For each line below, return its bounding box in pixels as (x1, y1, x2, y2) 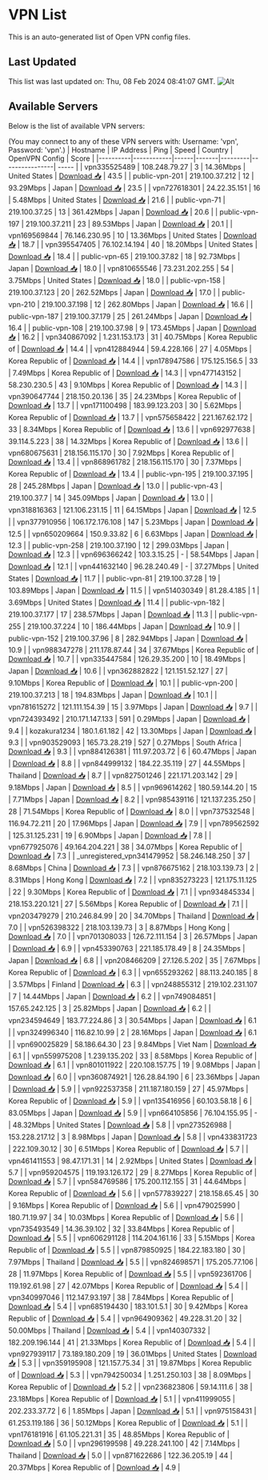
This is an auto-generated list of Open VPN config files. (8, 32, 190, 42)
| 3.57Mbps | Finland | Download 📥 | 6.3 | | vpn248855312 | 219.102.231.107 (8, 979, 258, 989)
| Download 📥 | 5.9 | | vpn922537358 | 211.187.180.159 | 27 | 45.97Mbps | (8, 1084, 249, 1094)
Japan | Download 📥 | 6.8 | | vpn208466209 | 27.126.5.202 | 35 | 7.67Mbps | (8, 955, 261, 965)
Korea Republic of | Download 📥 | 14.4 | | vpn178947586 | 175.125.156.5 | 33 (8, 356, 258, 366)
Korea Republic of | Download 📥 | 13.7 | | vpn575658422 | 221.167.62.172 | (8, 412, 253, 422)
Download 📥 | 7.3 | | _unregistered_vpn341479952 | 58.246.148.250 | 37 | (8, 850, 250, 861)
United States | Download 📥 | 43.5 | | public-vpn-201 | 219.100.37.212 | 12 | (8, 170, 254, 181)
